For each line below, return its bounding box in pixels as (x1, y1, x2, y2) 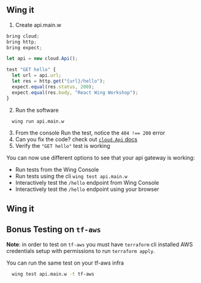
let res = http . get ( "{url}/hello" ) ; (12, 78, 105, 85)
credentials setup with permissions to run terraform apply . (6, 247, 155, 254)
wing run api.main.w (12, 118, 64, 125)
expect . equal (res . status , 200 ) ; (12, 83, 95, 90)
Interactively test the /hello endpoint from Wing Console (15, 179, 159, 187)
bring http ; (6, 39, 37, 45)
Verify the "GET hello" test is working (15, 142, 110, 150)
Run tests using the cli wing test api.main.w (15, 173, 127, 180)
